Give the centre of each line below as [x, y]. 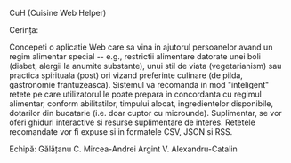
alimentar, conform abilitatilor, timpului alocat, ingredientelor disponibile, [141, 104]
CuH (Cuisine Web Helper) [58, 13]
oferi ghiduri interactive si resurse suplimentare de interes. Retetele [132, 122]
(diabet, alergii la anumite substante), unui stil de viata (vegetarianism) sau [145, 66]
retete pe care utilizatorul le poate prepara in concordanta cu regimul [136, 94]
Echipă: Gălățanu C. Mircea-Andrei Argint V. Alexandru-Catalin [123, 149]
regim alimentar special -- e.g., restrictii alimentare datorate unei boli [135, 56]
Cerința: [24, 30]
